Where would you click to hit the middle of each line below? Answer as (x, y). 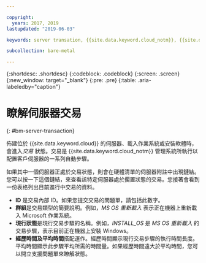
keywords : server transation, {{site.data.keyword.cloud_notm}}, (91, 40)
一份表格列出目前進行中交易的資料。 (52, 187)
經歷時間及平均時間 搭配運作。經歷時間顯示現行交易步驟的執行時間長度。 (106, 238)
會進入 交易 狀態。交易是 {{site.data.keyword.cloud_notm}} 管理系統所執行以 (102, 151)
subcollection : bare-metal (41, 51)
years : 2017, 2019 (36, 23)
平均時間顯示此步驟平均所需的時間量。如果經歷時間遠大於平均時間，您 (104, 246)
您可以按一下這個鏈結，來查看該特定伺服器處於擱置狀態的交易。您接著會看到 (103, 180)
